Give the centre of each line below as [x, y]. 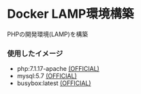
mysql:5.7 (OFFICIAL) [47, 76]
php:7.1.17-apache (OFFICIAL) [58, 69]
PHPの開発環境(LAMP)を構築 [48, 34]
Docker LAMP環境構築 [70, 14]
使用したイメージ [35, 53]
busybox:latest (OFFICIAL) [54, 83]
